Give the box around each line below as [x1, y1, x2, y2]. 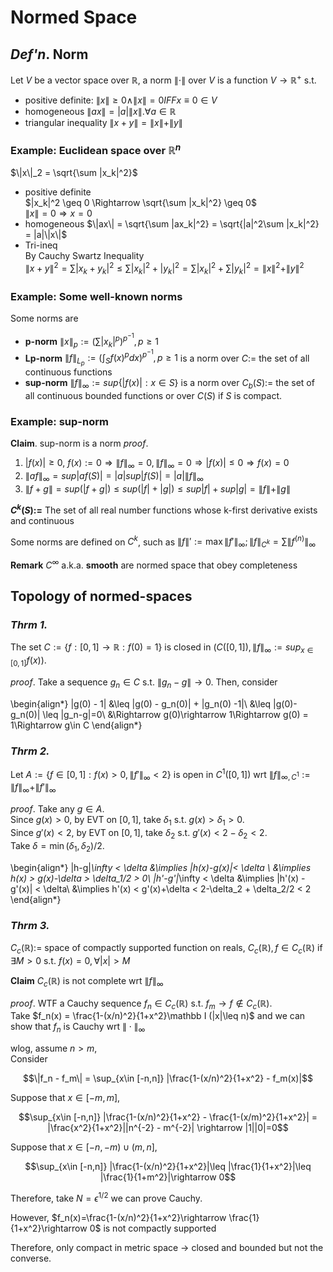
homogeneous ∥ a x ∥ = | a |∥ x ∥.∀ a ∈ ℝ [24, 105, 177, 117]
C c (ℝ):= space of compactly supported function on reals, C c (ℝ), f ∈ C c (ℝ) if [10, 941, 323, 956]
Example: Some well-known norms [10, 289, 183, 303]
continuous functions [24, 366, 113, 378]
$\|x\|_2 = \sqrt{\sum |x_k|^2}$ [10, 167, 138, 179]
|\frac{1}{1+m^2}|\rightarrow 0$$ [99, 1171, 237, 1183]
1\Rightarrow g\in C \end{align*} [10, 719, 143, 731]
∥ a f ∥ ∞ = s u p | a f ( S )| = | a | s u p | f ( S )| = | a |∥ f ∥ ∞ [24, 470, 204, 484]
